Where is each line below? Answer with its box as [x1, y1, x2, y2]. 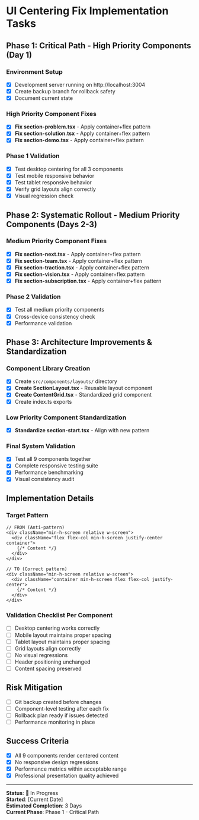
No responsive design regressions [14, 758, 99, 765]
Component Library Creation [6, 364, 91, 372]
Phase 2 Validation [6, 293, 61, 301]
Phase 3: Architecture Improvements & [6, 337, 152, 347]
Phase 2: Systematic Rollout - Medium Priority [6, 210, 180, 220]
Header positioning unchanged [14, 658, 91, 665]
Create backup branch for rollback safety [14, 87, 115, 95]
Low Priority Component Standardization [6, 413, 127, 422]
